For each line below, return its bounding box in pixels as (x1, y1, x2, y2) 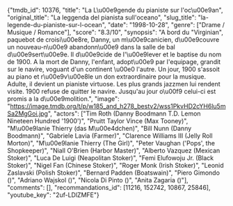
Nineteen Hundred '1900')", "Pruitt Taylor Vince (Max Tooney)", (7, 117, 188, 125)
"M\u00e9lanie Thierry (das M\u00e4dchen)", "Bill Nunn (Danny (7, 125, 192, 132)
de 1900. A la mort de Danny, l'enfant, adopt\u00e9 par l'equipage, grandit (7, 58, 221, 65)
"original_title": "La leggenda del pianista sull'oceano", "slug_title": (7, 13, 197, 22)
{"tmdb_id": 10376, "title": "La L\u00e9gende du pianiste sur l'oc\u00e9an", (7, 6, 224, 14)
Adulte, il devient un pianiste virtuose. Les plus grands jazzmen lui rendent (7, 80, 220, 88)
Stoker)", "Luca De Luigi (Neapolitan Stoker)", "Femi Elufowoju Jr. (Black (7, 154, 214, 162)
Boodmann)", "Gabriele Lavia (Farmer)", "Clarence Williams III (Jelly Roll (7, 132, 214, 140)
